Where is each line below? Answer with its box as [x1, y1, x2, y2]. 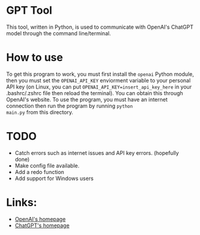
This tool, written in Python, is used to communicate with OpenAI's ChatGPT [6, 23, 194, 30]
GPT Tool [6, 4, 53, 17]
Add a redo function [14, 168, 64, 175]
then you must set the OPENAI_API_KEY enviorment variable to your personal [6, 77, 191, 84]
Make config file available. [14, 162, 79, 169]
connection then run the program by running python [6, 102, 133, 109]
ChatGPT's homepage [14, 222, 70, 229]
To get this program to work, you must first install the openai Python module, [6, 70, 194, 78]
